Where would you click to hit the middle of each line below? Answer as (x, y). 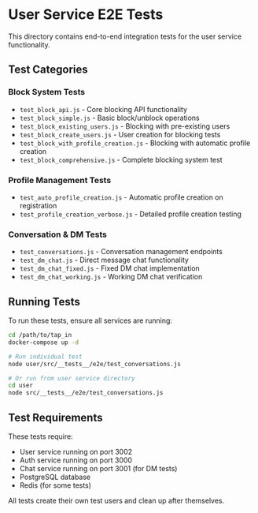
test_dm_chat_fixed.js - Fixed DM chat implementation (110, 268)
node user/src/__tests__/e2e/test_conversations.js (94, 364)
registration (38, 205)
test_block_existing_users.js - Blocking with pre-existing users (125, 126)
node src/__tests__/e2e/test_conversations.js (86, 393)
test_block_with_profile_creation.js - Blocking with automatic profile (135, 143)
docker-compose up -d (44, 342)
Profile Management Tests (60, 180)
